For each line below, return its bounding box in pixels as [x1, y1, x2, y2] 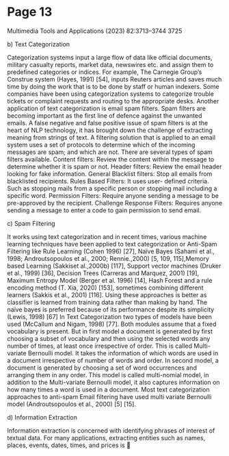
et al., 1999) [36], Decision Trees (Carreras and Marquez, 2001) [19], [7, 268, 200, 277]
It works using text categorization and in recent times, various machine [7, 232, 207, 240]
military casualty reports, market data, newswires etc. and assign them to [7, 60, 214, 68]
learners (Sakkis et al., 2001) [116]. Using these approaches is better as [7, 290, 207, 299]
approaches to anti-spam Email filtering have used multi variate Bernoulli [7, 392, 212, 401]
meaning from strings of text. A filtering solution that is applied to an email [7, 133, 216, 141]
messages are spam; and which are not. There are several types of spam [7, 148, 213, 156]
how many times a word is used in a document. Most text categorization [7, 385, 210, 394]
